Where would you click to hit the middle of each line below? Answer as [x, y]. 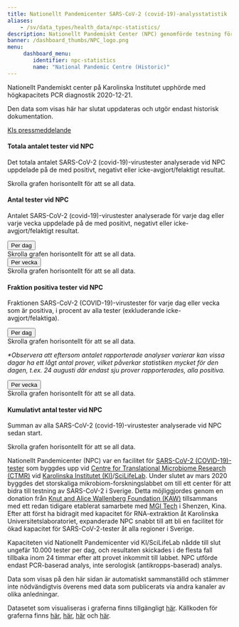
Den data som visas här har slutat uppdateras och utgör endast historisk [113, 108]
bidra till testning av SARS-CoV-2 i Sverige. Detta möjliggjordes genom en [115, 491]
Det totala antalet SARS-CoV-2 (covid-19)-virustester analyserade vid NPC [116, 162]
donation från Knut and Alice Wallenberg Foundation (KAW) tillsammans [113, 499]
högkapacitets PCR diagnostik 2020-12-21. [70, 95]
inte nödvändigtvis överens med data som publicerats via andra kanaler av [116, 587]
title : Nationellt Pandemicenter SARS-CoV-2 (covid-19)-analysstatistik [117, 14]
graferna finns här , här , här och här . [59, 616]
